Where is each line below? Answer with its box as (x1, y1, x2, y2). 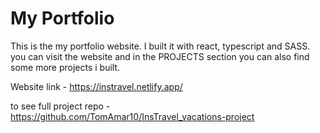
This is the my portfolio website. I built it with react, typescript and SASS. (10, 40, 311, 52)
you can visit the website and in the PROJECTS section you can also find (10, 50, 310, 62)
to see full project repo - (10, 100, 111, 112)
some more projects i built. (10, 61, 121, 73)
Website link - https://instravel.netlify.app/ (10, 80, 183, 92)
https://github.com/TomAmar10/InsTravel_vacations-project (10, 110, 255, 122)
